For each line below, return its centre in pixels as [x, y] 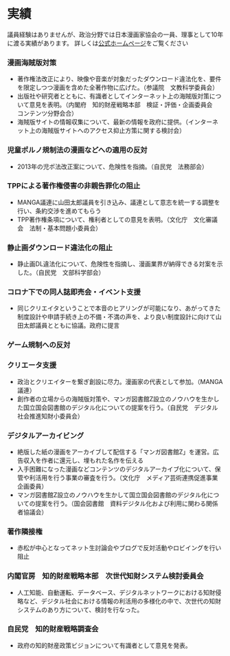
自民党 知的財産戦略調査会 [53, 629]
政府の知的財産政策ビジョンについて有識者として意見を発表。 [104, 645]
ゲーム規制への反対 [39, 345]
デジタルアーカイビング [46, 436]
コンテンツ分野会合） [47, 114]
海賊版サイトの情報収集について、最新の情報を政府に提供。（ [103, 122]
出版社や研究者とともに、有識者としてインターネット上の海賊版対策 [113, 96]
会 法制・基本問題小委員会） [59, 228]
